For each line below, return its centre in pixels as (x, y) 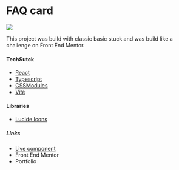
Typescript (29, 79)
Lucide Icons (31, 120)
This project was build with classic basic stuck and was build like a (89, 39)
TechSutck (20, 59)
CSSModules (31, 86)
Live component (35, 149)
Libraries (18, 106)
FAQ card (30, 11)
